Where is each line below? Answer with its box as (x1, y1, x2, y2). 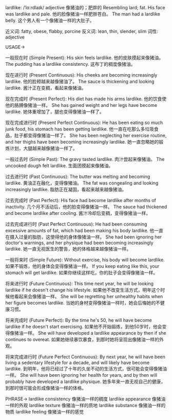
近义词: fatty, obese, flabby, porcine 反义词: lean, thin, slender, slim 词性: (5, 28, 158, 34)
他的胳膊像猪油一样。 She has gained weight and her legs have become (5, 102, 158, 108)
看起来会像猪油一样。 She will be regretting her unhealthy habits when (14, 294, 163, 299)
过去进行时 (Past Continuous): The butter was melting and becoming (5, 174, 150, 179)
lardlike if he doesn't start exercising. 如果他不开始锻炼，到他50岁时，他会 (5, 323, 162, 330)
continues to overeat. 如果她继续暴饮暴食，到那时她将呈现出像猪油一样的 (5, 336, 160, 342)
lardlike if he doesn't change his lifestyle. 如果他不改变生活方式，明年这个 (5, 287, 161, 293)
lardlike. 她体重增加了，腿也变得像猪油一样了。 (5, 108, 104, 115)
